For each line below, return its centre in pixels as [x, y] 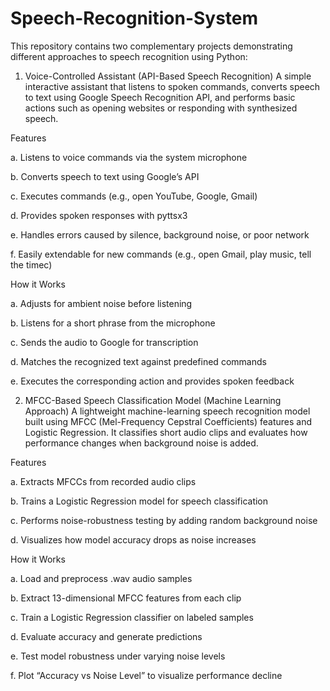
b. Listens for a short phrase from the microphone [113, 323]
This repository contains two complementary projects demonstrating [151, 46]
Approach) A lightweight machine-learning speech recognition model [167, 411]
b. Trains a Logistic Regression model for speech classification [139, 501]
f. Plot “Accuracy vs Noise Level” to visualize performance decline [146, 675]
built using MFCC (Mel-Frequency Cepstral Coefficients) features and [168, 421]
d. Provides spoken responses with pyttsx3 [99, 215]
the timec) [31, 264]
